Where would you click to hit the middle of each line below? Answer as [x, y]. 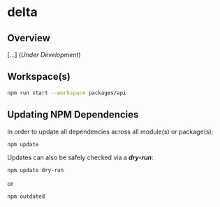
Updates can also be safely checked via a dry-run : [80, 157]
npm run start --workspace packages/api [67, 93]
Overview [29, 38]
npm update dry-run [36, 171]
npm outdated [26, 197]
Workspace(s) [39, 77]
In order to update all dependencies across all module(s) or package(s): [110, 131]
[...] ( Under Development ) [44, 55]
